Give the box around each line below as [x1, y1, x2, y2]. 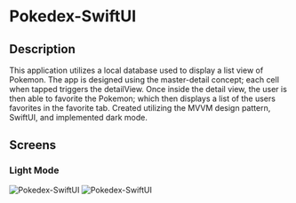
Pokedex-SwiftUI [9, 6, 137, 27]
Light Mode [9, 164, 60, 176]
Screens [9, 137, 56, 152]
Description [9, 42, 76, 57]
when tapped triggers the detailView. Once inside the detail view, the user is [9, 84, 287, 94]
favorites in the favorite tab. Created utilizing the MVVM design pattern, [9, 103, 271, 113]
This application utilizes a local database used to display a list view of [9, 65, 264, 75]
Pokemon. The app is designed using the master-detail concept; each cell [9, 74, 280, 85]
